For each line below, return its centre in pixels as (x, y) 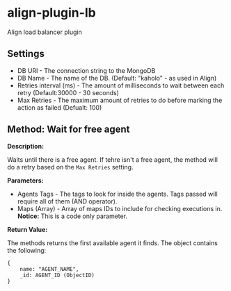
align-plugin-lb (51, 13)
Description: (25, 146)
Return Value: (27, 229)
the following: (27, 250)
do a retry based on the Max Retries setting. (70, 167)
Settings (26, 54)
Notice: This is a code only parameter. (72, 216)
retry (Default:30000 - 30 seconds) (68, 92)
